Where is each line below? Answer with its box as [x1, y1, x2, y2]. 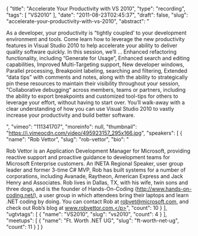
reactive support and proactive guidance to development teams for [6, 154, 171, 160]
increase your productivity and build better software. [6, 111, 136, 119]
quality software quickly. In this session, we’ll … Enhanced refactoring [6, 48, 177, 55]
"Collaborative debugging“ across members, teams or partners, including [6, 86, 186, 93]
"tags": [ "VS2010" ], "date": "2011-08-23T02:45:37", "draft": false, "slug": [6, 11, 188, 18]
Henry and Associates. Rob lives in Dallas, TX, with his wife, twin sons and [6, 179, 188, 186]
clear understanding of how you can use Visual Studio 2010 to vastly [6, 105, 174, 112]
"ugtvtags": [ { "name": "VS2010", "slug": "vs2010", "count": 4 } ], [6, 211, 168, 218]
